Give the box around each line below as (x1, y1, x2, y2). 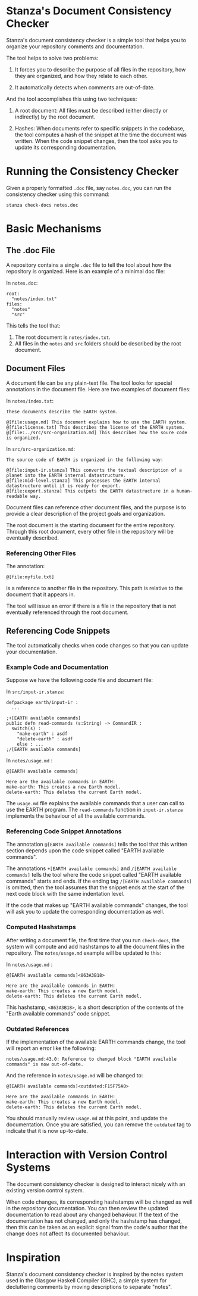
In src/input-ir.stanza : (6, 688, 65, 695)
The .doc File (6, 245, 55, 256)
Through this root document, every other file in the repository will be (6, 528, 174, 535)
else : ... (17, 742, 44, 747)
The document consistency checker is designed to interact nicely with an (6, 1180, 186, 1188)
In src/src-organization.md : (6, 445, 76, 452)
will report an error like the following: (6, 1044, 96, 1052)
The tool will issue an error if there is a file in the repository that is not (6, 602, 177, 609)
